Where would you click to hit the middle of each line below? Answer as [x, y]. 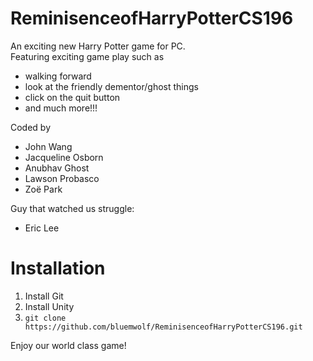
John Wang [48, 146]
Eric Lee [42, 228]
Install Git [44, 296]
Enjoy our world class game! [68, 345]
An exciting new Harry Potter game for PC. [98, 46]
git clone [45, 318]
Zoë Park [43, 189]
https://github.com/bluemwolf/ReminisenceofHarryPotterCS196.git [163, 327]
